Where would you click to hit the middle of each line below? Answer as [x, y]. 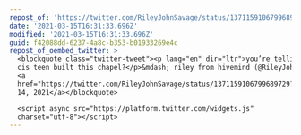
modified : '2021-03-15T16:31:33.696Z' [82, 34]
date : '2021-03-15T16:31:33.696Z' [74, 26]
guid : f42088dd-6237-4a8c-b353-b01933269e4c [94, 42]
